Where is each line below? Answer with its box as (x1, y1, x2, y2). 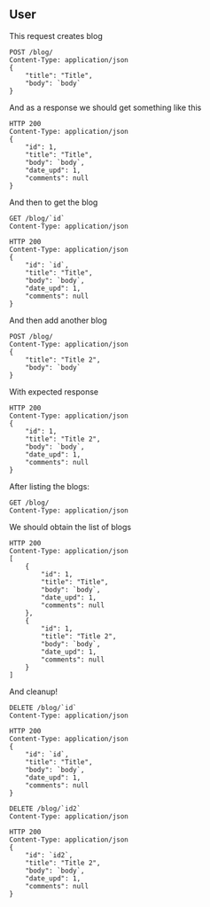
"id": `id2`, (25, 850, 74, 859)
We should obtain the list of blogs (9, 521, 131, 532)
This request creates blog (9, 30, 104, 41)
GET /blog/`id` (9, 214, 66, 223)
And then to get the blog (9, 197, 98, 207)
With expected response (9, 386, 99, 397)
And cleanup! (9, 686, 58, 697)
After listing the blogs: (9, 481, 90, 491)
